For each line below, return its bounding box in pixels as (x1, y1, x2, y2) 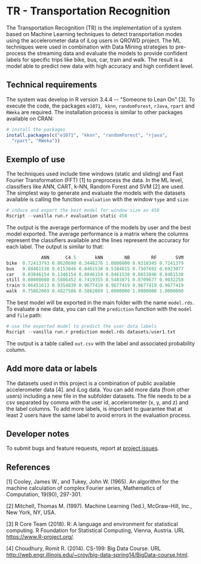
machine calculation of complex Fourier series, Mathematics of (6, 485, 162, 492)
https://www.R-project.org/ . (6, 533, 75, 541)
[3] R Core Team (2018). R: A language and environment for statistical (6, 521, 178, 528)
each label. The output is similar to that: (6, 243, 104, 250)
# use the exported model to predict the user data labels (6, 323, 157, 330)
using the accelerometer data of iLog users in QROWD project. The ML (6, 37, 181, 44)
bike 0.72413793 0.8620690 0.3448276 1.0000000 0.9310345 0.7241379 (6, 260, 184, 266)
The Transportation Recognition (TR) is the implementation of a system (6, 24, 182, 31)
